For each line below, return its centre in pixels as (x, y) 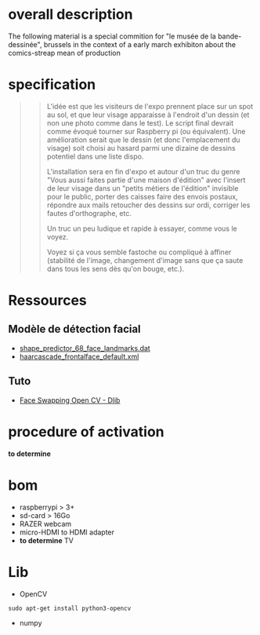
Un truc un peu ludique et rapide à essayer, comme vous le (142, 228)
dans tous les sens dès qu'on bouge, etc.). (116, 268)
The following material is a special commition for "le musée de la (112, 36)
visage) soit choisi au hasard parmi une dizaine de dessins (141, 148)
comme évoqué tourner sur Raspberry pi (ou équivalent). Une (146, 131)
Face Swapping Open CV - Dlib (70, 400)
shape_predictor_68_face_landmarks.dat (85, 348)
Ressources (48, 301)
